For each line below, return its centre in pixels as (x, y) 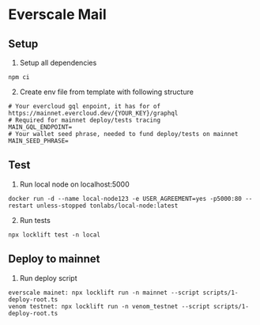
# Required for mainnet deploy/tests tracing (84, 120)
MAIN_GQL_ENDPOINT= (40, 127)
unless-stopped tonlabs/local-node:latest (107, 206)
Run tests (35, 220)
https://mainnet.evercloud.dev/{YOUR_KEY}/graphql (93, 113)
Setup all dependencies (58, 62)
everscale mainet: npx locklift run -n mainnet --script (104, 293)
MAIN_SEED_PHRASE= (38, 141)
